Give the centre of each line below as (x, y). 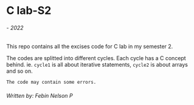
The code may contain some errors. (51, 83)
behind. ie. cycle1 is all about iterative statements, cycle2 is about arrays (97, 65)
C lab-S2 (29, 11)
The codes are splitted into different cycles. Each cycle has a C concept (96, 58)
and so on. (20, 71)
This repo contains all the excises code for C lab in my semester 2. (90, 47)
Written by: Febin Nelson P (40, 95)
